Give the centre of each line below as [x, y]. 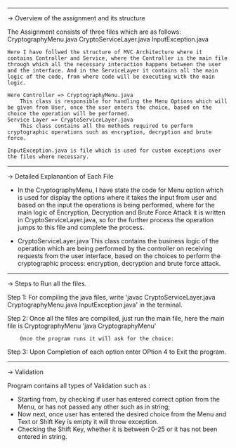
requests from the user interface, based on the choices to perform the [119, 256]
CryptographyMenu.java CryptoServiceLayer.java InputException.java [108, 39]
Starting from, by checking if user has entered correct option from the [118, 399]
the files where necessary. [48, 157]
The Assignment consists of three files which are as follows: [94, 32]
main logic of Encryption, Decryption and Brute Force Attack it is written [122, 212]
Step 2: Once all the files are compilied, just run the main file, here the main [116, 318]
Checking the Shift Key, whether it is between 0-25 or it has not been [117, 429]
